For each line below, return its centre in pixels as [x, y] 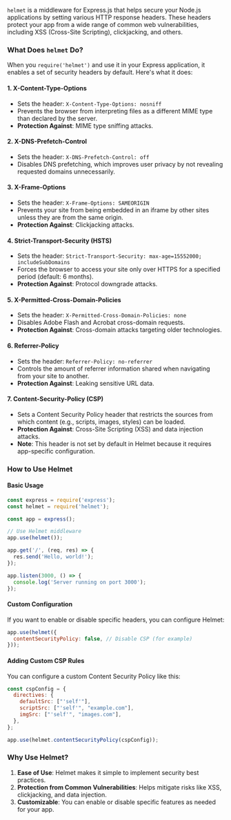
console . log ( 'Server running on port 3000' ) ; [80, 582]
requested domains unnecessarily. [66, 171]
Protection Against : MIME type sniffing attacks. [85, 125]
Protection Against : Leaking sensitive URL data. [86, 383]
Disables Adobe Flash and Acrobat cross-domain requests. [101, 323]
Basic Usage [25, 485]
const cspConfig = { [37, 689]
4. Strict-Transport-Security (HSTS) [60, 241]
